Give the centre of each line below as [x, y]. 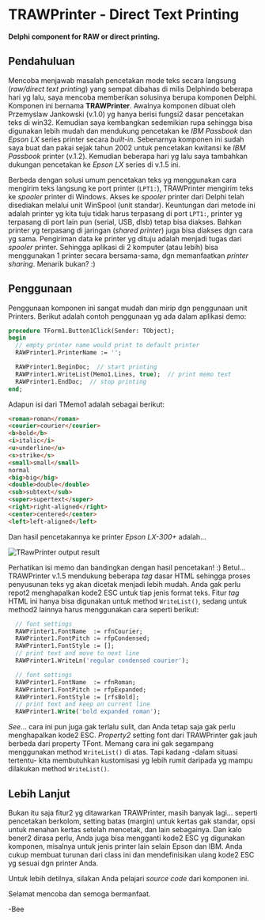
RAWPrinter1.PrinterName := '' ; [69, 353]
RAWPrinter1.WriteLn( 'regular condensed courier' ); [102, 661]
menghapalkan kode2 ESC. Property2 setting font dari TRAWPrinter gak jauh [133, 735]
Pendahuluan [42, 61]
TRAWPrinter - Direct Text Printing [124, 15]
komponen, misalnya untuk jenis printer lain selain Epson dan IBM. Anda [125, 846]
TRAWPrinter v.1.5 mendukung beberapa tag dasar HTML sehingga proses [129, 576]
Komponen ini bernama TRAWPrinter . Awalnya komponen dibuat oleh [122, 105]
